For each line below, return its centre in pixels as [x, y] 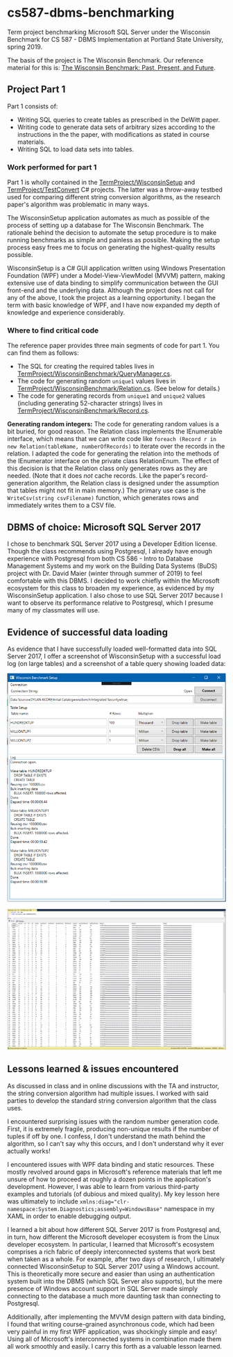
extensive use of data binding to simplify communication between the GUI [113, 283]
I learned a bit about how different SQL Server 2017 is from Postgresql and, [114, 1229]
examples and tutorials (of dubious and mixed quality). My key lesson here [113, 1194]
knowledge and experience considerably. [66, 313]
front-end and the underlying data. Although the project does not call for [111, 290]
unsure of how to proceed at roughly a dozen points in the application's [109, 1179]
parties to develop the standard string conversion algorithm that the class [112, 1100]
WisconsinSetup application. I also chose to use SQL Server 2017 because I [115, 596]
